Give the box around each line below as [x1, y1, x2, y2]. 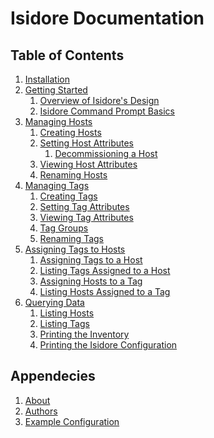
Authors [24, 405, 58, 417]
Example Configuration [24, 415, 120, 427]
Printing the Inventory [39, 328, 130, 340]
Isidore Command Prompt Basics [39, 105, 175, 117]
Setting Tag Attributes [39, 201, 130, 212]
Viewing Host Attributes [39, 158, 138, 170]
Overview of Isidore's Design [39, 95, 160, 106]
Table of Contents [10, 47, 125, 64]
